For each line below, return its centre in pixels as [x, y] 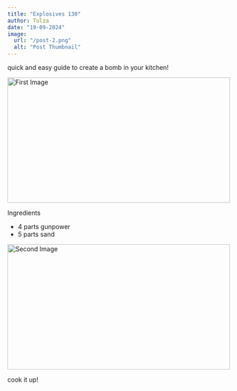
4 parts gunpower [44, 227]
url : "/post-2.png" [43, 41]
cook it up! [23, 380]
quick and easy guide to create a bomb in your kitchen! [88, 67]
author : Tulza [28, 21]
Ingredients [24, 213]
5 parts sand [36, 234]
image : [17, 34]
